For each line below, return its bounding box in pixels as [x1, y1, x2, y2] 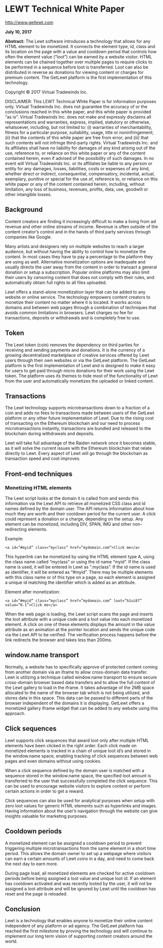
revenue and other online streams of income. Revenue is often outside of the [5, 224, 158, 229]
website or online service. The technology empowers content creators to [5, 294, 150, 300]
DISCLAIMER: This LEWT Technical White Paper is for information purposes [5, 98, 157, 104]
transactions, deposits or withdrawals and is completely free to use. [5, 315, 141, 320]
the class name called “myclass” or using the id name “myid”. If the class [5, 559, 150, 565]
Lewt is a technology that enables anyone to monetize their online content [5, 918, 153, 924]
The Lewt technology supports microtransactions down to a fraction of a [5, 405, 150, 411]
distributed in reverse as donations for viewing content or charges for [5, 69, 144, 75]
